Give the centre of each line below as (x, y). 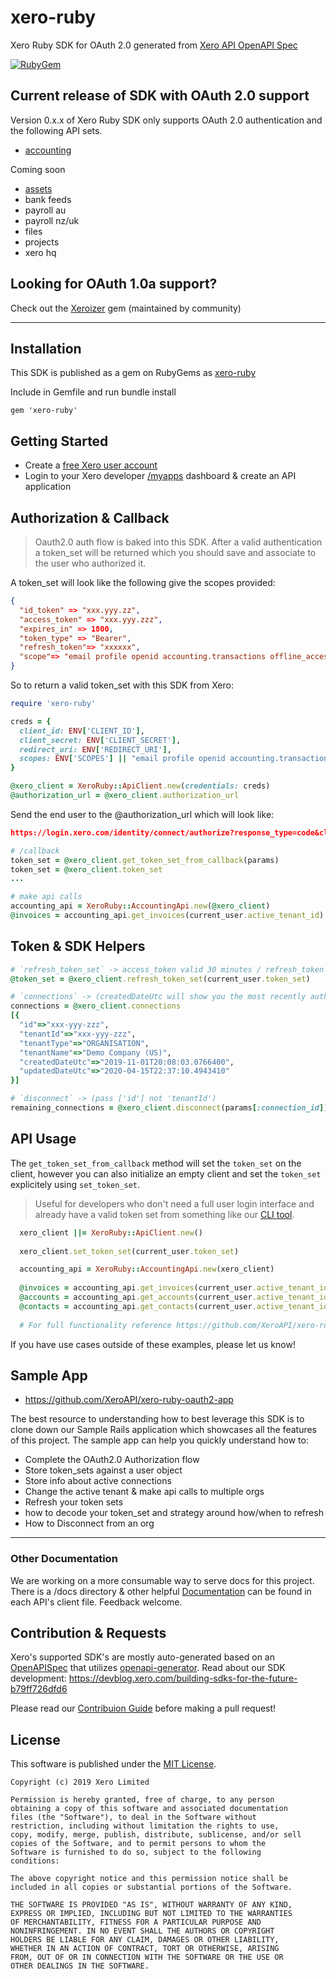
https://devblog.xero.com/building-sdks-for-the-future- (183, 1678)
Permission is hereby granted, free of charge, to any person (142, 1800)
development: (38, 1678)
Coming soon (38, 169)
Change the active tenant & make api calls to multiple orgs (144, 1492)
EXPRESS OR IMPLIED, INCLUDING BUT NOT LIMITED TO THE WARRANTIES (151, 1914)
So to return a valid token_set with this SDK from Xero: (122, 685)
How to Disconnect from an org (89, 1523)
